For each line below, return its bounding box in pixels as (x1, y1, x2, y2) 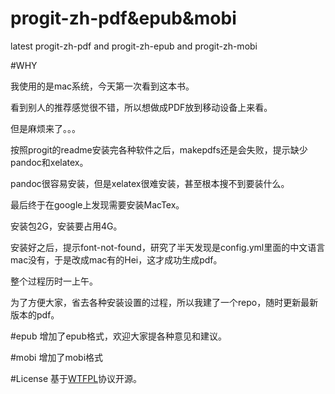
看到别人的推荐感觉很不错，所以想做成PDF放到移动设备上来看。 (10, 101, 273, 113)
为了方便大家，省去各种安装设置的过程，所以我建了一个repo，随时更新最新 (10, 296, 319, 308)
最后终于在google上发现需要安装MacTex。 (10, 198, 185, 211)
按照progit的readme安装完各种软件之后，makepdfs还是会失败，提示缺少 (10, 143, 308, 156)
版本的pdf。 (10, 308, 60, 321)
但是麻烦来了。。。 (10, 122, 81, 134)
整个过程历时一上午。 (10, 275, 98, 287)
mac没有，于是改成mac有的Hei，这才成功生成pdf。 (10, 253, 223, 266)
